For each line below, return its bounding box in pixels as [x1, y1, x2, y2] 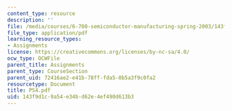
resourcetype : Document [7, 81, 76, 88]
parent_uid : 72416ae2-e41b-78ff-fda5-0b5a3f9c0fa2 [7, 74, 156, 81]
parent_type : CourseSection [7, 68, 88, 74]
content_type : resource [7, 10, 76, 17]
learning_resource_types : [7, 36, 81, 43]
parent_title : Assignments [7, 61, 85, 68]
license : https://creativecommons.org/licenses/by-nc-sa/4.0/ [7, 49, 190, 56]
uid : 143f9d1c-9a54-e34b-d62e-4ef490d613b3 [7, 94, 135, 101]
